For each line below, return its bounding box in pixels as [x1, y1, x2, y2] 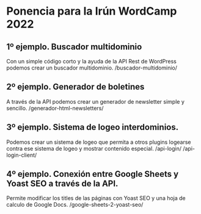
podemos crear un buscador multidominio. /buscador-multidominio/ [6, 64, 177, 71]
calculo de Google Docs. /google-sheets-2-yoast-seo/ [6, 201, 144, 209]
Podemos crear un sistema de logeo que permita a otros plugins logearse [6, 138, 191, 146]
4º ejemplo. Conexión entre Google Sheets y [6, 169, 179, 179]
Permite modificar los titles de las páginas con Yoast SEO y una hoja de [6, 194, 186, 202]
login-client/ [6, 151, 37, 159]
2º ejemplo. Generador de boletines [6, 82, 145, 92]
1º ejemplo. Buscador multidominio [6, 41, 142, 52]
